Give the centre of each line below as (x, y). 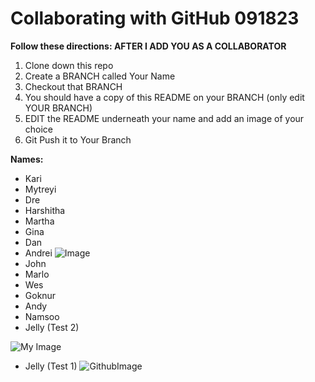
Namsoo (42, 316)
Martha (39, 221)
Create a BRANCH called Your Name (100, 76)
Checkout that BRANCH (73, 86)
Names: (27, 159)
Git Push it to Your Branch (78, 139)
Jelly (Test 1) (51, 366)
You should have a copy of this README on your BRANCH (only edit (164, 97)
